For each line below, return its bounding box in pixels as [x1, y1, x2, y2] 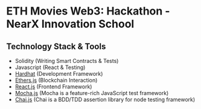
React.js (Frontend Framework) [14, 83, 92, 90]
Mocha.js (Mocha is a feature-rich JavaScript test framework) [14, 90, 169, 96]
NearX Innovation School [6, 17, 135, 31]
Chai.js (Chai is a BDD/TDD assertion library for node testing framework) [14, 96, 196, 103]
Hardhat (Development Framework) [14, 70, 103, 77]
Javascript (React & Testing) [14, 64, 86, 71]
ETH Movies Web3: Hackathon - [6, 4, 170, 18]
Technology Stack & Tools [6, 41, 106, 51]
